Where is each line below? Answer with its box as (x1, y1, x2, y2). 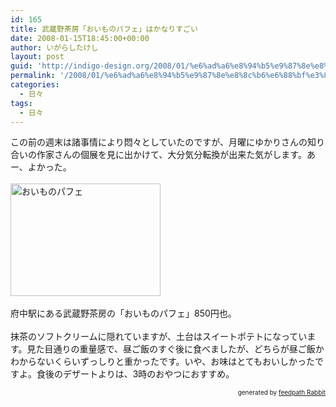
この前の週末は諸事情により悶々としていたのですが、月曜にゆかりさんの (10, 136, 308, 148)
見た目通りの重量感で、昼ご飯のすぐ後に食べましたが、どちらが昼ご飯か (26, 343, 325, 355)
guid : (10, 61, 33, 71)
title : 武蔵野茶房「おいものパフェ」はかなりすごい (10, 24, 198, 34)
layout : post (10, 52, 65, 62)
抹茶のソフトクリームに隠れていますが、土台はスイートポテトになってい (10, 331, 308, 343)
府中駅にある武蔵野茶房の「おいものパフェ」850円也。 (10, 307, 237, 320)
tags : (10, 98, 33, 108)
